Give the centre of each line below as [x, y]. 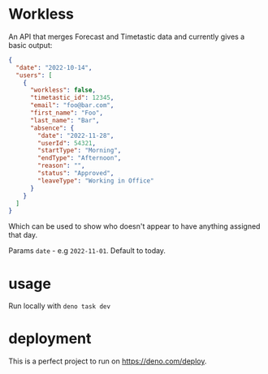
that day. [23, 235]
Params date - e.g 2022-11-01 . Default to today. [87, 251]
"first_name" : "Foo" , [67, 113]
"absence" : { [52, 128]
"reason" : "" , [61, 166]
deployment [50, 339]
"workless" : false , [63, 90]
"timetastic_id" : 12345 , [72, 98]
